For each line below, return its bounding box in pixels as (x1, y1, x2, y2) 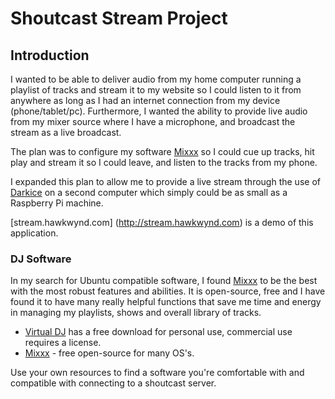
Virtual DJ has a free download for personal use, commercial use (24, 326, 293, 338)
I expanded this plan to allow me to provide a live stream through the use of (10, 176, 321, 187)
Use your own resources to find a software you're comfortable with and (10, 367, 305, 379)
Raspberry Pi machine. (10, 197, 104, 209)
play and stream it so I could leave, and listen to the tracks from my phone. (10, 157, 318, 168)
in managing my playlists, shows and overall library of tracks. (10, 307, 262, 319)
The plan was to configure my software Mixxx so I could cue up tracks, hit (10, 146, 315, 157)
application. (10, 227, 59, 239)
